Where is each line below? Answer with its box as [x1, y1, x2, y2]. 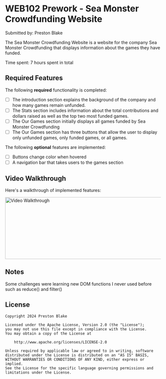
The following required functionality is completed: [5, 87, 107, 93]
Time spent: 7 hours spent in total [5, 59, 74, 65]
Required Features [5, 74, 63, 82]
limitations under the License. [5, 370, 72, 375]
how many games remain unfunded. [12, 102, 86, 108]
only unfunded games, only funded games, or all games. [12, 135, 127, 141]
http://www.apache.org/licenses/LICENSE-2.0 [14, 339, 107, 344]
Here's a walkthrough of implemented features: [5, 187, 101, 193]
